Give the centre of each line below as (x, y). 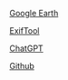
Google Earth (34, 13)
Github (22, 66)
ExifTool (24, 30)
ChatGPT (26, 48)
